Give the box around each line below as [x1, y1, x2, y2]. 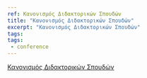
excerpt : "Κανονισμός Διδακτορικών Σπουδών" [7, 23, 141, 30]
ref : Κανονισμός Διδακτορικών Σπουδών [7, 10, 122, 18]
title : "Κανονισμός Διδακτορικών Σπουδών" [7, 17, 134, 24]
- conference [10, 43, 49, 50]
